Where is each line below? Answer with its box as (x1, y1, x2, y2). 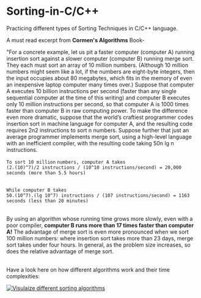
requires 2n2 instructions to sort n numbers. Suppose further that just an (6, 126, 189, 134)
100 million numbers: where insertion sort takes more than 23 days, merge (6, 234, 194, 242)
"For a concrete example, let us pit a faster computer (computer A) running (6, 48, 195, 56)
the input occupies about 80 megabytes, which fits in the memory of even (6, 74, 192, 82)
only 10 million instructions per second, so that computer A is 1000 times (6, 100, 189, 108)
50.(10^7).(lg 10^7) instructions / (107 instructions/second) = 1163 (6, 192, 190, 199)
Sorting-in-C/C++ (6, 4, 99, 18)
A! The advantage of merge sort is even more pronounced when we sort (6, 228, 189, 235)
